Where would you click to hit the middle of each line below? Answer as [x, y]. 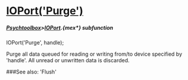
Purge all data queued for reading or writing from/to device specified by [94, 54]
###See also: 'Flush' [31, 72]
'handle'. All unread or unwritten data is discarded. [68, 60]
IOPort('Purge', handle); [35, 43]
